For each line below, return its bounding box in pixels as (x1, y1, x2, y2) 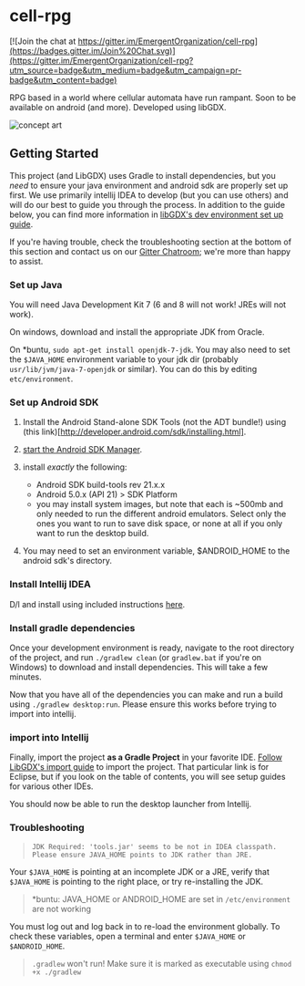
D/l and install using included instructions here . (9, 598, 186, 609)
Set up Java (9, 278, 63, 291)
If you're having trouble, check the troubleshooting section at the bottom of (9, 236, 292, 247)
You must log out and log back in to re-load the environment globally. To (9, 920, 280, 931)
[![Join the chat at (9, 36, 76, 47)
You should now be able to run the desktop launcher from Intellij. (9, 799, 252, 810)
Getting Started (9, 146, 99, 161)
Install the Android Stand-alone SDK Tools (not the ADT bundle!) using (22, 417, 287, 428)
